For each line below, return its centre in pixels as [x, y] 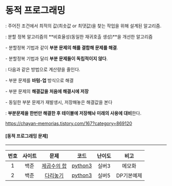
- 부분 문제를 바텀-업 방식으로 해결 [40, 80]
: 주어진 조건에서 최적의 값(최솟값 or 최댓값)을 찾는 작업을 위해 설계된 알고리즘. [83, 26]
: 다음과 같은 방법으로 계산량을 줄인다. [43, 69]
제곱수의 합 [54, 166]
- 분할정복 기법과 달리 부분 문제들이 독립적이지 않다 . [57, 58]
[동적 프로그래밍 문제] [27, 136]
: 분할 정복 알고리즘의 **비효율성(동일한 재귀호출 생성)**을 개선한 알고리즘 [79, 36]
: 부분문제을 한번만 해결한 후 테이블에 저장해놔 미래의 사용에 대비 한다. [73, 113]
